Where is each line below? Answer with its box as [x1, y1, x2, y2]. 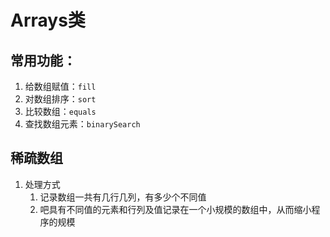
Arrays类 [10, 9, 86, 32]
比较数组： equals [24, 106, 97, 117]
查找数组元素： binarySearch [24, 118, 141, 130]
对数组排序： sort [24, 93, 97, 105]
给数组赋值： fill [24, 81, 97, 92]
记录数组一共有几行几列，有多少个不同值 [39, 191, 207, 203]
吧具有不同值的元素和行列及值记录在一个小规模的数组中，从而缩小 [39, 203, 312, 215]
